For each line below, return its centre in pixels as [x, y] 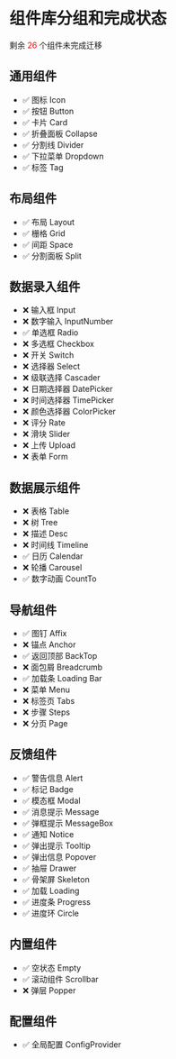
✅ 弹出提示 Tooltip [57, 845]
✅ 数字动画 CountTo [59, 579]
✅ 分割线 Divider [53, 144]
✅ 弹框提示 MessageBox [68, 823]
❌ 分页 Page [45, 723]
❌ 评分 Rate [44, 423]
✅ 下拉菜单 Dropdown [63, 156]
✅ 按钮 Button [48, 111]
